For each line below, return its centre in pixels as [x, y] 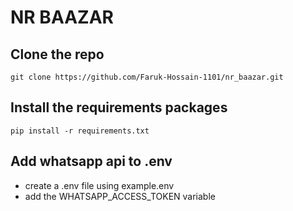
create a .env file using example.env [99, 185]
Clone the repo [57, 54]
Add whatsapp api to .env [91, 161]
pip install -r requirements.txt [80, 131]
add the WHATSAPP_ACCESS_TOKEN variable [120, 196]
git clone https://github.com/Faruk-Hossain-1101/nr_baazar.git [147, 77]
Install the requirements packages [119, 107]
